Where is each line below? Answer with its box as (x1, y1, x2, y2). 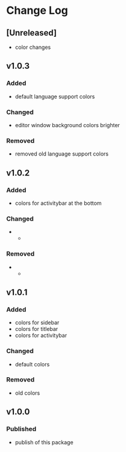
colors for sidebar (14, 319, 60, 326)
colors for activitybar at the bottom (14, 199, 102, 207)
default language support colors (14, 93, 95, 100)
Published (6, 425, 37, 433)
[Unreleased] (6, 28, 57, 38)
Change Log (6, 4, 68, 17)
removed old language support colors (14, 150, 109, 157)
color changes (14, 43, 51, 51)
